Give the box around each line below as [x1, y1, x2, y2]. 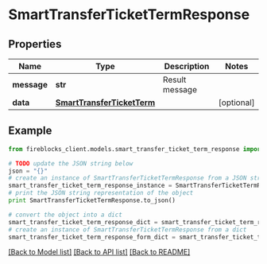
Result [162, 74, 187, 85]
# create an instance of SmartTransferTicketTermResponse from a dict [8, 225, 247, 234]
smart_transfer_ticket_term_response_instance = [8, 181, 172, 190]
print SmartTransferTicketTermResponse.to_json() [8, 196, 176, 204]
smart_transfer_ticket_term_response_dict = [8, 218, 158, 226]
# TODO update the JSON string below [8, 159, 133, 168]
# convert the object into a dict [8, 211, 123, 219]
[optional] [218, 97, 255, 108]
